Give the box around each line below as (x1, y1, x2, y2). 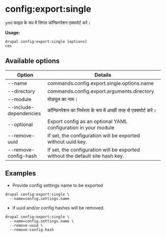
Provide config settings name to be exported (12, 182, 103, 188)
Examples (5, 169, 36, 178)
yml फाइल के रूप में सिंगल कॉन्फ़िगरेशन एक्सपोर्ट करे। (5, 20, 90, 26)
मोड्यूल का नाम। (47, 96, 78, 102)
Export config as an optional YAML (47, 118, 127, 125)
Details (94, 71, 112, 78)
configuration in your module (47, 124, 115, 131)
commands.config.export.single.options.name (47, 80, 154, 87)
